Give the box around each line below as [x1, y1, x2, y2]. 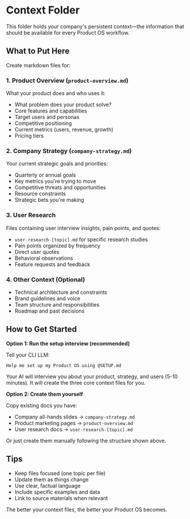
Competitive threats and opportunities [14, 184, 106, 191]
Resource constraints [14, 190, 66, 197]
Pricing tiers [14, 133, 44, 140]
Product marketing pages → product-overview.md [14, 419, 133, 426]
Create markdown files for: [6, 62, 71, 69]
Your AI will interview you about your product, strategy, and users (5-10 [6, 373, 178, 380]
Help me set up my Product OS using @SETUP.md [6, 362, 122, 368]
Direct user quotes [14, 248, 60, 255]
